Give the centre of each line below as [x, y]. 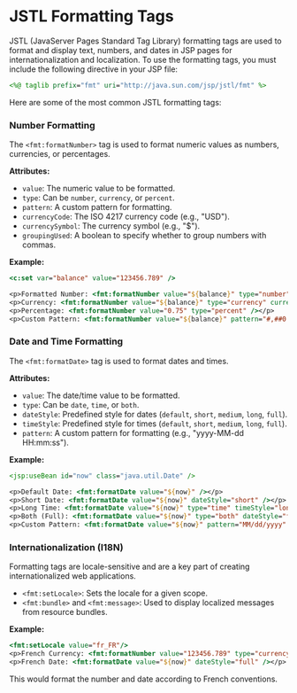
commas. [39, 245]
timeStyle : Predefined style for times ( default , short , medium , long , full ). [154, 424]
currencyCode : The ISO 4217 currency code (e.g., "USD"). [126, 217]
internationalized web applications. [73, 576]
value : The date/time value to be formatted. [101, 395]
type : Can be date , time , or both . [80, 404]
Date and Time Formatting [66, 341]
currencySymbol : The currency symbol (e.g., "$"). [111, 226]
